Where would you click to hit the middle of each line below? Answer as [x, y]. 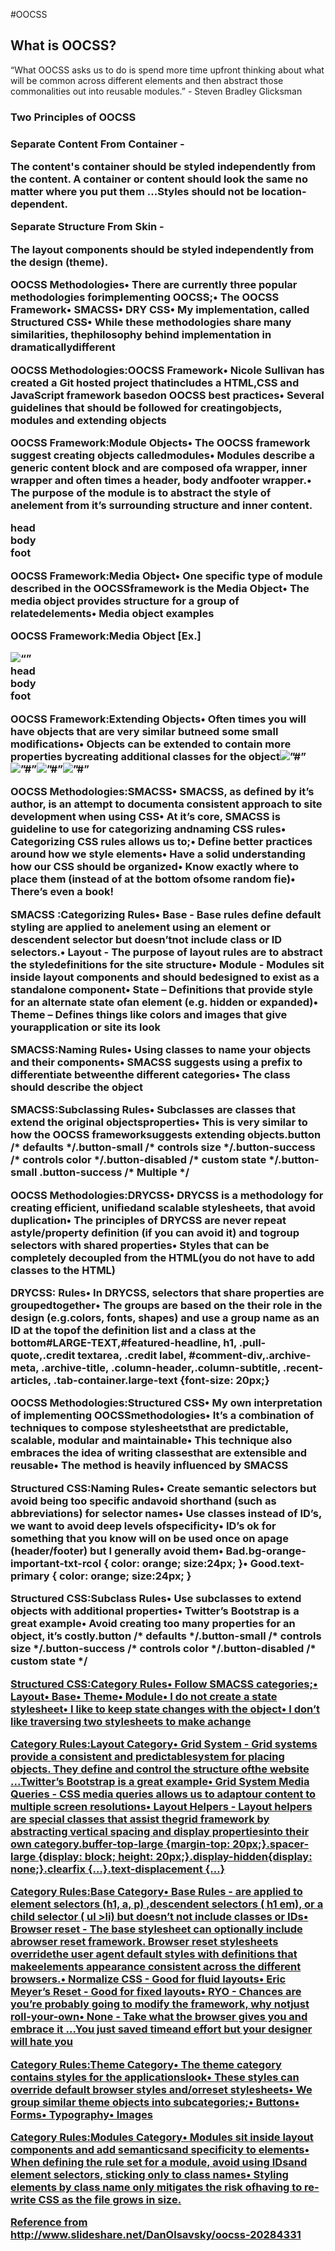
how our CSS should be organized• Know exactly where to [155, 867]
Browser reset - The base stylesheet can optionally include [156, 1929]
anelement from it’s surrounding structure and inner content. [161, 505]
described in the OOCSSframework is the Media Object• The [160, 588]
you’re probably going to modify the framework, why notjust [160, 2004]
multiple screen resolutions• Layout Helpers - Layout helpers [161, 1806]
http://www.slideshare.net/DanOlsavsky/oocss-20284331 [156, 2235]
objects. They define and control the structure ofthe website [160, 1769]
